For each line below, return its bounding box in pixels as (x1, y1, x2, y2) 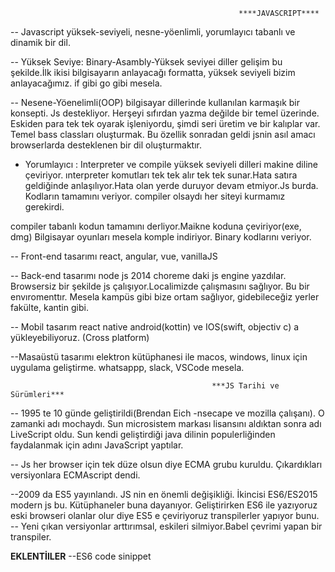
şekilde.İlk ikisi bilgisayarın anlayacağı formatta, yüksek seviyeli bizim (10, 67, 296, 78)
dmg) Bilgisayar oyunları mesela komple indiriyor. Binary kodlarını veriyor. (10, 231, 312, 243)
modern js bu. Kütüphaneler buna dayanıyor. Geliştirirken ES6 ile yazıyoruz (10, 499, 318, 511)
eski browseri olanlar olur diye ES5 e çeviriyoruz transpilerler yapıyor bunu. (10, 510, 320, 521)
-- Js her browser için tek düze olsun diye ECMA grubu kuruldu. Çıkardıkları (10, 459, 323, 470)
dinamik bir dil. (10, 37, 71, 48)
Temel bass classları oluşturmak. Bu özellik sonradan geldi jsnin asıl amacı (10, 129, 316, 140)
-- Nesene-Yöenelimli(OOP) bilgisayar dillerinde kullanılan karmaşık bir (10, 97, 301, 108)
